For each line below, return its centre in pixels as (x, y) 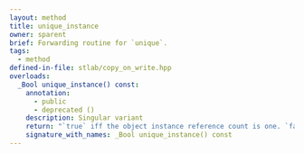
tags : (19, 51)
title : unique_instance (54, 26)
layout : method (38, 18)
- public (50, 101)
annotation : (48, 93)
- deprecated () (64, 110)
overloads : (30, 76)
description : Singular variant (85, 118)
